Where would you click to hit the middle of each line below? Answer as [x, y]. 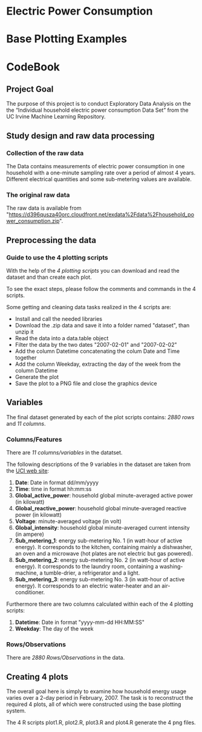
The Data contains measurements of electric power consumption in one [96, 166]
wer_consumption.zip [33, 221]
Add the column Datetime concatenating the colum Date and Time [97, 351]
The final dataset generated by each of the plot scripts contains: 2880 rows [100, 417]
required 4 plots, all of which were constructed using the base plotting [94, 704]
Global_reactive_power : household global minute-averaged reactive [100, 508]
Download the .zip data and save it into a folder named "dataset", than [102, 326]
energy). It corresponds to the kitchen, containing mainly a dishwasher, [104, 547]
